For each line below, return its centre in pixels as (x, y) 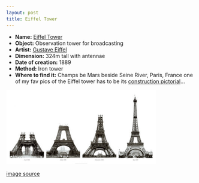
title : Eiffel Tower (32, 19)
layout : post (22, 13)
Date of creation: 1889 (43, 62)
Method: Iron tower (39, 68)
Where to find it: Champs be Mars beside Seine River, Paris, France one (104, 75)
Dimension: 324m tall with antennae (60, 56)
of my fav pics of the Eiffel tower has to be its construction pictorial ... (100, 81)
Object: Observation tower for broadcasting (69, 43)
